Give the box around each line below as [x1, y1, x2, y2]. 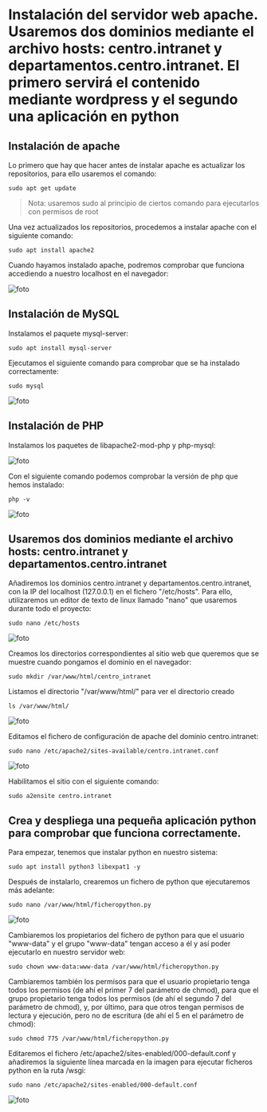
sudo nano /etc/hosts [8, 619, 80, 628]
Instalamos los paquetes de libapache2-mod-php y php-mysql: [8, 440, 216, 450]
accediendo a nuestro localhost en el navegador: [8, 269, 169, 278]
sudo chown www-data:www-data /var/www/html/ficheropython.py [8, 963, 219, 971]
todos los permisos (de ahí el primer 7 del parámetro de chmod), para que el [8, 985, 259, 995]
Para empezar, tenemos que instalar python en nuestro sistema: [8, 848, 218, 857]
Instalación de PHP [8, 419, 104, 433]
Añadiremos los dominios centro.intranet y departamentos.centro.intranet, [8, 578, 252, 588]
